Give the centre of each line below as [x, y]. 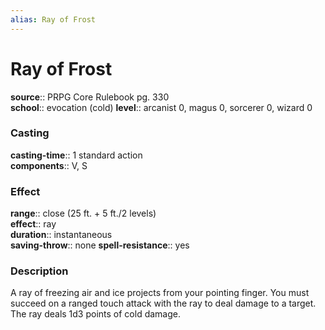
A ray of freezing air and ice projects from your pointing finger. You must [160, 293]
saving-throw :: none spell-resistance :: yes [100, 245]
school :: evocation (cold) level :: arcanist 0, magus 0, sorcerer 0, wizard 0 [161, 107]
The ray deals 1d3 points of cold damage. [95, 314]
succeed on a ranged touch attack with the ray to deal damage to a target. [163, 303]
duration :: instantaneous [61, 235]
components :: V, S [49, 165]
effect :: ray [33, 224]
